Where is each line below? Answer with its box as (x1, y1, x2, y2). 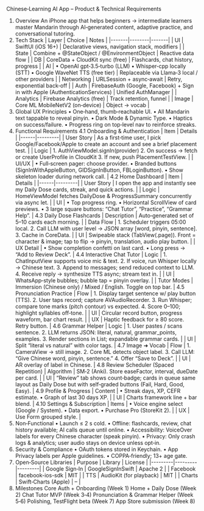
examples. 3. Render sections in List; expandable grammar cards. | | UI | (15, 336, 196, 342)
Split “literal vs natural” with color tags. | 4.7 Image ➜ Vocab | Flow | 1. (15, 342, 191, 349)
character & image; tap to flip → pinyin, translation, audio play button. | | (15, 238, 196, 245)
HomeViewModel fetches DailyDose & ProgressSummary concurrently (15, 193, 192, 199)
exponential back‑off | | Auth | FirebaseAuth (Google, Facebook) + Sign (15, 82, 194, 89)
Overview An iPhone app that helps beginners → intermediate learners (15, 17, 192, 24)
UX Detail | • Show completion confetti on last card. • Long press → (15, 244, 186, 251)
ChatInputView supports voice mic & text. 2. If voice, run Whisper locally (15, 257, 197, 265)
